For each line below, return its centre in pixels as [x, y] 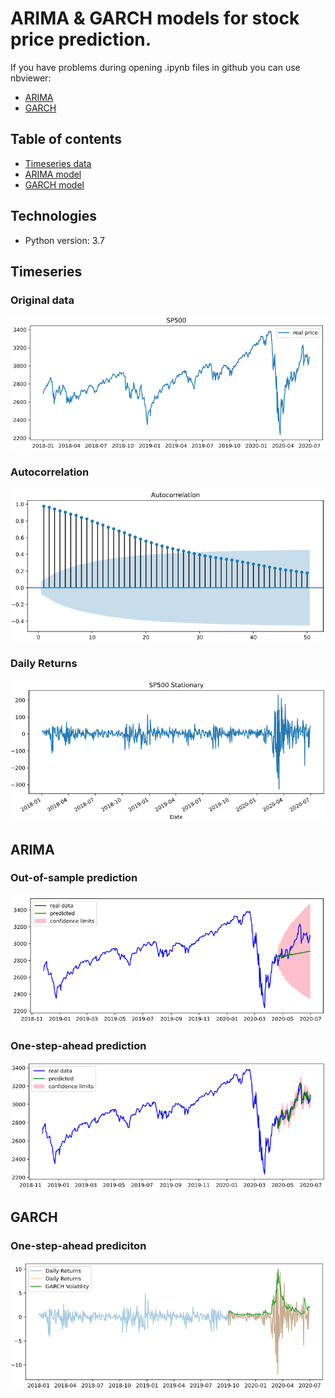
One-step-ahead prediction [78, 1045]
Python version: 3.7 [64, 240]
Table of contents [66, 139]
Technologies [54, 216]
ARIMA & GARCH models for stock [155, 18]
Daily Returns [44, 664]
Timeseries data [58, 163]
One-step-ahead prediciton [78, 1245]
